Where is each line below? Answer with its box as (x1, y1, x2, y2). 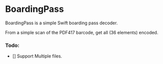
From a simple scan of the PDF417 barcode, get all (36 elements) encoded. (5, 29, 159, 35)
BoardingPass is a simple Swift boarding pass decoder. (5, 20, 118, 26)
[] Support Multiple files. (12, 53, 62, 59)
